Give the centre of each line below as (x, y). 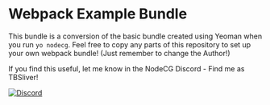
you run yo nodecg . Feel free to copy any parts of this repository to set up (130, 44)
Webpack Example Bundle (98, 14)
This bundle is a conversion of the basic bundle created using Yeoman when (135, 36)
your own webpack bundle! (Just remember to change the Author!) (120, 53)
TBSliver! (23, 77)
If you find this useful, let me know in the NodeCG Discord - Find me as (127, 68)
